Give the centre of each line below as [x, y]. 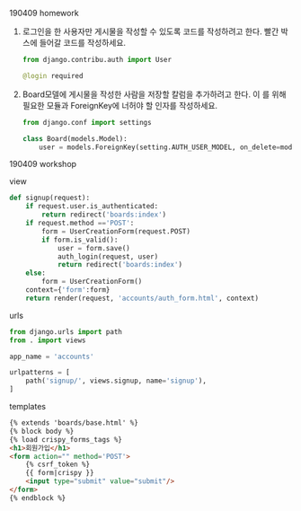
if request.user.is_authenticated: [92, 207]
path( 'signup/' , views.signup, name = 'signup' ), [116, 381]
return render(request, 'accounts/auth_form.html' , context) [142, 298]
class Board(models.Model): [75, 138]
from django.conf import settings [87, 122]
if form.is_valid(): [80, 240]
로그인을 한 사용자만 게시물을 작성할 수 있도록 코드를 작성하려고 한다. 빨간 [150, 31]
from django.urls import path [66, 331]
